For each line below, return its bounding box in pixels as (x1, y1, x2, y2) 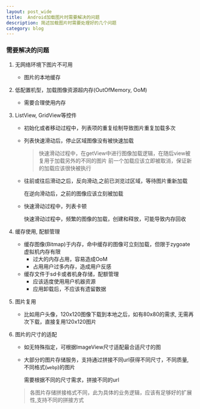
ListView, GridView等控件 (14, 111, 77, 119)
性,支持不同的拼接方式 (29, 396, 84, 403)
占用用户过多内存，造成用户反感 (32, 263, 112, 270)
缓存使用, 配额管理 (14, 228, 60, 235)
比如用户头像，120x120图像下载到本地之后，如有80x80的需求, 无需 (23, 311, 189, 318)
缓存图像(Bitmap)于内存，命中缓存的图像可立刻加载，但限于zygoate (23, 240, 190, 247)
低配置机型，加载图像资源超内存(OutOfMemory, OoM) (14, 86, 147, 93)
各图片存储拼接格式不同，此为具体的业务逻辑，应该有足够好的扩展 (29, 389, 192, 396)
